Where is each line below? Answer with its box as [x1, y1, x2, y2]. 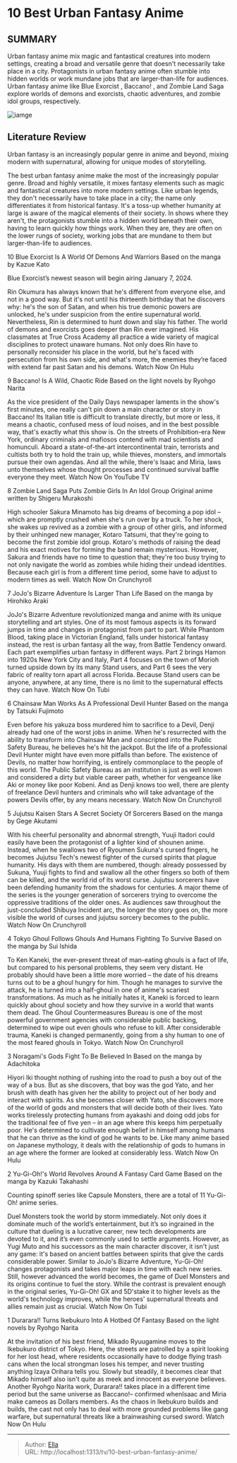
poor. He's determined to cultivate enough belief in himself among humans [7, 1126, 224, 1134]
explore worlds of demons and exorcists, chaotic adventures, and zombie [7, 90, 221, 98]
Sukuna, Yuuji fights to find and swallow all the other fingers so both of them [7, 868, 230, 877]
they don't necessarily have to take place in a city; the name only [7, 193, 196, 202]
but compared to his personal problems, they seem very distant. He [7, 963, 203, 971]
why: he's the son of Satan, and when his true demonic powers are [7, 302, 202, 311]
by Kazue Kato [7, 260, 50, 268]
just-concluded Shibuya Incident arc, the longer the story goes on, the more [7, 906, 228, 914]
